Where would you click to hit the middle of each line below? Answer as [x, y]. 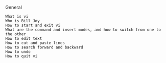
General [14, 7]
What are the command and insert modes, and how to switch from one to [83, 30]
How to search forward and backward [44, 47]
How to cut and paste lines [35, 43]
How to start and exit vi [33, 25]
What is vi [17, 17]
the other [16, 34]
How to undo [18, 52]
